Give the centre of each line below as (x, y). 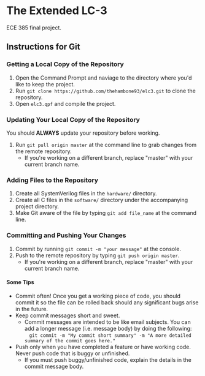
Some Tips (20, 282)
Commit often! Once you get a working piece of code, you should (98, 296)
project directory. (37, 206)
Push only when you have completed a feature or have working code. (103, 347)
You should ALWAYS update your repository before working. (83, 133)
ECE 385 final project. (34, 28)
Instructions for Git (43, 47)
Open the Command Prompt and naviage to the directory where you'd (103, 78)
